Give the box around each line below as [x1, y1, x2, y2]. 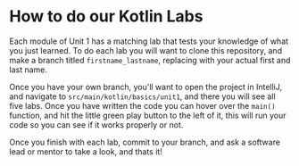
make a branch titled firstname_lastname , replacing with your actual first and [9, 54, 291, 65]
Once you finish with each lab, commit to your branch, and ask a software [9, 137, 281, 147]
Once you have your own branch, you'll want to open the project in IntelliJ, [9, 81, 283, 92]
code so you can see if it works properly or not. [9, 119, 184, 130]
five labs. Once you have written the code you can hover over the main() [9, 100, 276, 111]
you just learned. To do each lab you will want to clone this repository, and [9, 45, 283, 55]
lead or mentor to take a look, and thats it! [9, 145, 162, 157]
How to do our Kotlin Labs [9, 6, 203, 27]
